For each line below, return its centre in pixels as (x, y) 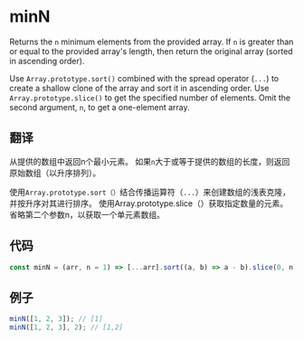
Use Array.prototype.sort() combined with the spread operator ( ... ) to (144, 78)
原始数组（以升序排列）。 (55, 173)
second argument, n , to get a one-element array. (100, 107)
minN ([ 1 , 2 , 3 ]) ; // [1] (56, 319)
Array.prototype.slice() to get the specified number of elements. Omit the (150, 98)
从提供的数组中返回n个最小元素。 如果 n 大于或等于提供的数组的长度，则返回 (150, 161)
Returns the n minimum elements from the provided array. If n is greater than (152, 42)
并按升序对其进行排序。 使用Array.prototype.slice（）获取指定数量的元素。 (148, 203)
